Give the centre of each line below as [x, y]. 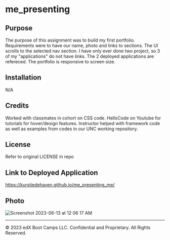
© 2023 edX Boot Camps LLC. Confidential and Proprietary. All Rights [78, 228]
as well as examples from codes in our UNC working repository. [72, 129]
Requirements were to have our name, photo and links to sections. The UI [82, 46]
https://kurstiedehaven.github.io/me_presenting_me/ [60, 185]
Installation [23, 78]
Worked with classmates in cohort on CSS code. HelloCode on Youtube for [83, 118]
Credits [17, 106]
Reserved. [16, 233]
